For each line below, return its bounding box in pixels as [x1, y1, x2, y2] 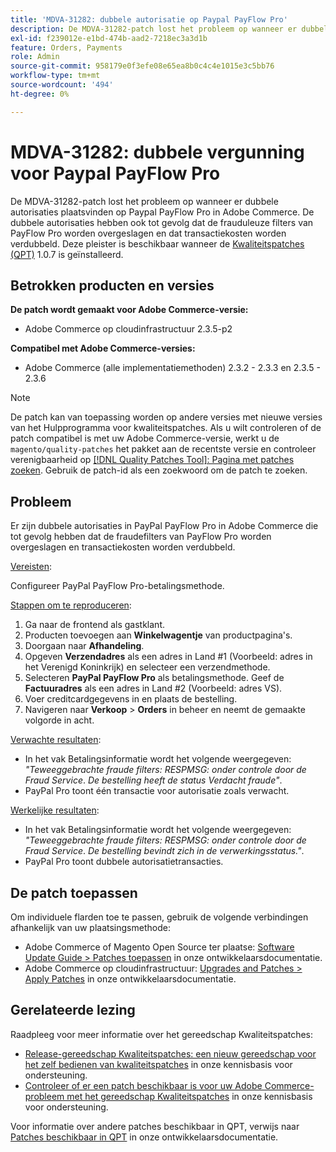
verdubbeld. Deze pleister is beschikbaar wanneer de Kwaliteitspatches [10, 237, 305, 250]
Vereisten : [10, 561, 53, 573]
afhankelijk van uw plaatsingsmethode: [10, 922, 171, 933]
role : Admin [10, 52, 60, 62]
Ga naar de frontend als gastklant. [24, 619, 166, 631]
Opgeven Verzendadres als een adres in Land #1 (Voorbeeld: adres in [24, 651, 313, 663]
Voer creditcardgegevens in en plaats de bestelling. [24, 693, 238, 705]
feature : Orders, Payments [10, 42, 123, 53]
